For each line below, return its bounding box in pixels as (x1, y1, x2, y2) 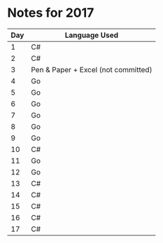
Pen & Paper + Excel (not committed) (31, 64, 153, 74)
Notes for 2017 (7, 5, 94, 21)
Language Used (64, 30, 119, 40)
